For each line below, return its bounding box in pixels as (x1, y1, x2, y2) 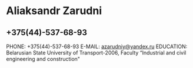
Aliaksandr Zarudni (6, 4, 102, 18)
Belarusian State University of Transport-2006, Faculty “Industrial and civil (6, 49, 187, 56)
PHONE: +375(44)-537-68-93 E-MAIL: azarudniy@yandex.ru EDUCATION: (6, 43, 188, 50)
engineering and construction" (6, 56, 81, 62)
